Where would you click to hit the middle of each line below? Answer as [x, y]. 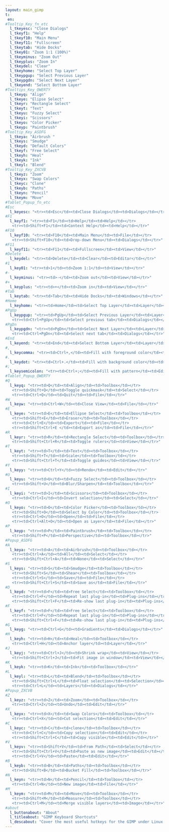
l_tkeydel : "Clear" [30, 66]
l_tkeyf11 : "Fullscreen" [36, 43]
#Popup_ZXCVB [19, 690]
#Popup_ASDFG [19, 540]
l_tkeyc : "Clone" [28, 184]
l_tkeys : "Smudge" [29, 141]
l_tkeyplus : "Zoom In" [33, 62]
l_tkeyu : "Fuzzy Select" [36, 113]
